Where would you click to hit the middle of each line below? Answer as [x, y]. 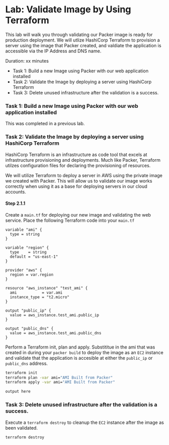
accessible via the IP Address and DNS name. [53, 51]
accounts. [16, 191]
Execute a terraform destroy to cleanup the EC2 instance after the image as [85, 422]
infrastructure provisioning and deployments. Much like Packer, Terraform [83, 160]
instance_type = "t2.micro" [40, 297]
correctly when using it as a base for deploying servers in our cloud [76, 186]
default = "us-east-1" [34, 257]
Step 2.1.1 [15, 203]
